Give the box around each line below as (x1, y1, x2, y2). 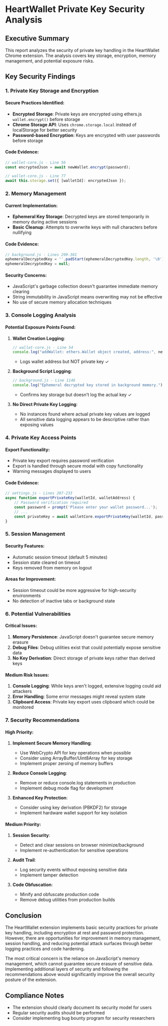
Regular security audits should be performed (12, 1010, 105, 1016)
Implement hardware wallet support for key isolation (19, 810, 127, 816)
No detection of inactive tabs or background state (12, 597, 115, 603)
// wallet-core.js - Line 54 (12, 345, 73, 350)
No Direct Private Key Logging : (12, 401, 78, 407)
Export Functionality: (5, 446, 50, 452)
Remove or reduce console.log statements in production (19, 780, 136, 786)
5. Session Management (5, 530, 65, 537)
